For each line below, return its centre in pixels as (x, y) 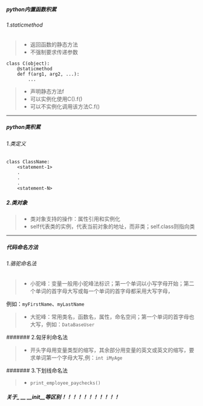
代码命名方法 (22, 247)
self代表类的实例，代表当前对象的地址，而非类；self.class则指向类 (112, 226)
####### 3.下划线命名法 (37, 370)
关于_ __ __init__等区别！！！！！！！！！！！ (63, 397)
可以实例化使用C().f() (56, 99)
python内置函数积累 (31, 9)
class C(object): (28, 64)
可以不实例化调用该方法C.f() (65, 106)
